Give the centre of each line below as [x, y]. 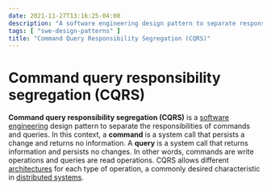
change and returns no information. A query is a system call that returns [128, 143]
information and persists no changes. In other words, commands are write [131, 152]
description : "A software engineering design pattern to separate [122, 23]
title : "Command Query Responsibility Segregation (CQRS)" [110, 38]
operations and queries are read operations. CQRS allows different [119, 160]
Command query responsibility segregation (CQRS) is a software [119, 118]
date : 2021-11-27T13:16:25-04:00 [65, 16]
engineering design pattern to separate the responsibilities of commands [129, 126]
